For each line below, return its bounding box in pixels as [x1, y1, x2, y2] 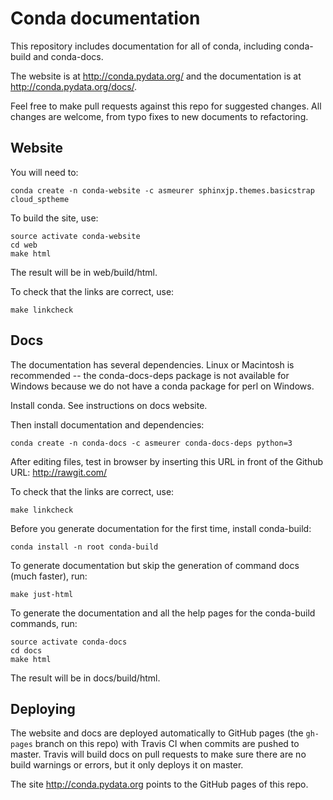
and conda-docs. [33, 50, 104, 62]
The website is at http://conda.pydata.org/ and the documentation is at [10, 70, 302, 82]
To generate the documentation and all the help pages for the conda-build [10, 607, 316, 619]
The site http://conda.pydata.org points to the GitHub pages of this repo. [10, 778, 309, 791]
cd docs [10, 645, 43, 656]
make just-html [10, 589, 74, 599]
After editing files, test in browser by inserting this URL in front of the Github [10, 455, 324, 467]
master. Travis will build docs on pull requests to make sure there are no [10, 748, 307, 761]
